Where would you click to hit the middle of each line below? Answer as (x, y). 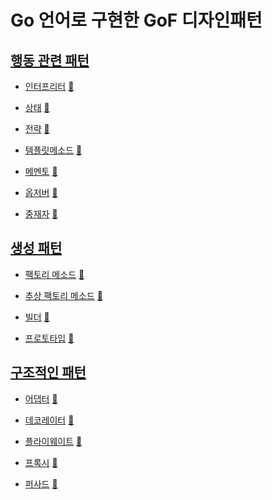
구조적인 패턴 (48, 372)
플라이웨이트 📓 (53, 441)
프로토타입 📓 (49, 338)
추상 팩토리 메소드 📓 (63, 295)
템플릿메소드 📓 (53, 150)
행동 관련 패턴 (50, 60)
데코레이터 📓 (49, 420)
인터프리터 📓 (49, 86)
